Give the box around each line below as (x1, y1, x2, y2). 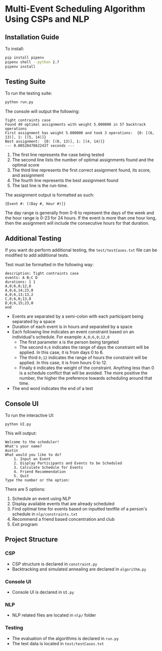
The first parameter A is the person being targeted (19, 339, 119, 345)
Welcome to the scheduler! (5, 439, 59, 444)
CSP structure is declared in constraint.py (12, 561, 98, 567)
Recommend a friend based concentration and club (12, 516, 115, 522)
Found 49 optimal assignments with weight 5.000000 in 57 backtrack (5, 122, 146, 127)
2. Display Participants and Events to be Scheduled (14, 461, 122, 465)
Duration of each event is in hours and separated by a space (12, 324, 133, 330)
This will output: (5, 430, 37, 436)
